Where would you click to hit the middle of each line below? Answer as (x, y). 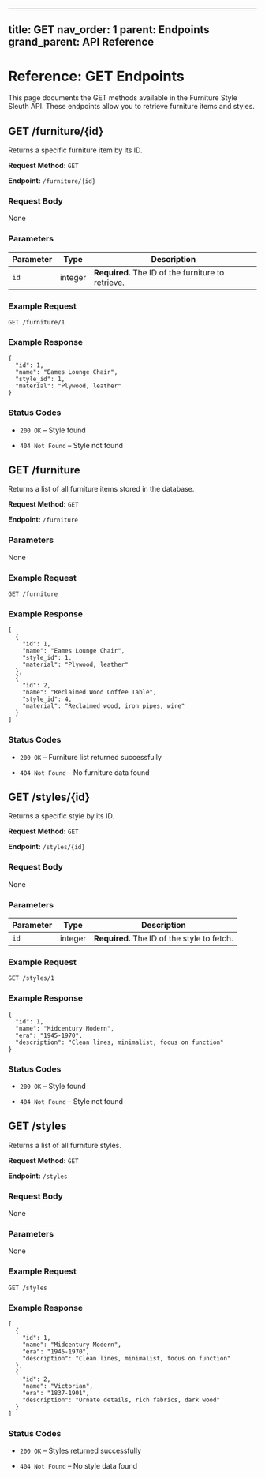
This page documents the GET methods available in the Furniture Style (123, 98)
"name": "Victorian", (58, 1386)
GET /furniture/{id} (56, 131)
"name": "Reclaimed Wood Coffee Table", (90, 692)
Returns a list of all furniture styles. (65, 1145)
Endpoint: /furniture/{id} (52, 181)
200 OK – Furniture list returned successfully (90, 757)
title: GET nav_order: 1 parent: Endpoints (109, 30)
